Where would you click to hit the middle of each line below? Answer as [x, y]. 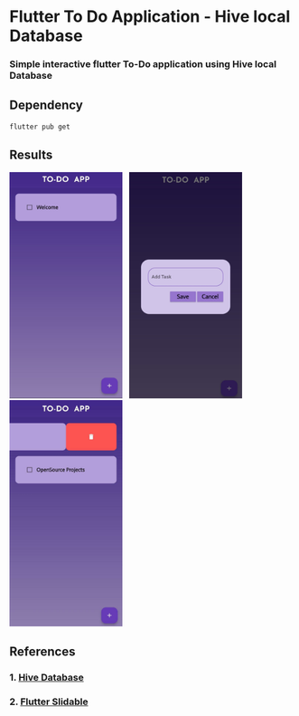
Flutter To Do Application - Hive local [150, 17]
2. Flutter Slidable [49, 702]
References [42, 652]
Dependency [46, 105]
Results [31, 155]
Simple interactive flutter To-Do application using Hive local [143, 64]
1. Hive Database [47, 677]
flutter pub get [40, 127]
